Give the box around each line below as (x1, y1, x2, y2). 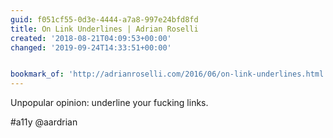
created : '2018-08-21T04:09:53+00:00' (10, 33, 172, 43)
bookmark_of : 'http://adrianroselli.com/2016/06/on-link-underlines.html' (10, 69, 329, 80)
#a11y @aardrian (10, 116, 78, 128)
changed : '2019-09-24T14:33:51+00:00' (10, 42, 172, 53)
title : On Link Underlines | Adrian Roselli (10, 24, 199, 34)
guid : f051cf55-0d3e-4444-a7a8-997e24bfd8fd (10, 14, 199, 25)
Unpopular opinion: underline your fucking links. (10, 97, 209, 109)
